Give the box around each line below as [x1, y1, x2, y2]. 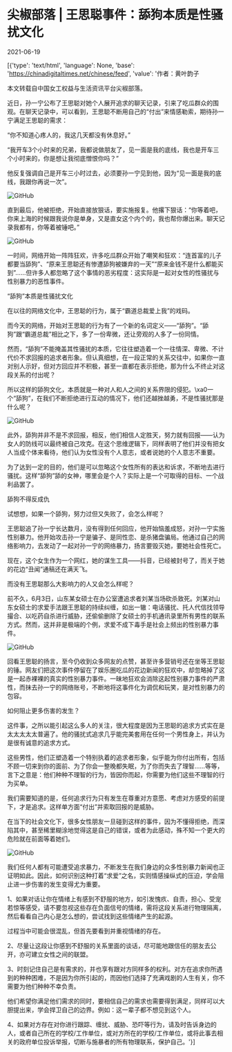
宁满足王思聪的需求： [7, 116, 68, 124]
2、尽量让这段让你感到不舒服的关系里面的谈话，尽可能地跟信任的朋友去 [7, 941, 211, 950]
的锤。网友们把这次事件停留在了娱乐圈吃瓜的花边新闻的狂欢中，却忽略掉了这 [7, 666, 225, 674]
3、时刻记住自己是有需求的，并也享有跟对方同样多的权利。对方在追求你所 [7, 965, 217, 973]
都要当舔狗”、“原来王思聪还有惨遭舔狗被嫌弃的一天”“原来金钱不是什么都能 [7, 260, 217, 268]
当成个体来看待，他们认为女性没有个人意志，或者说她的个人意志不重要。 [12, 448, 219, 456]
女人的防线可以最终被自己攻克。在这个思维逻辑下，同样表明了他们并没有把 [7, 439, 219, 447]
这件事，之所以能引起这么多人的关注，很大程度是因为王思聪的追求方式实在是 [7, 721, 225, 729]
